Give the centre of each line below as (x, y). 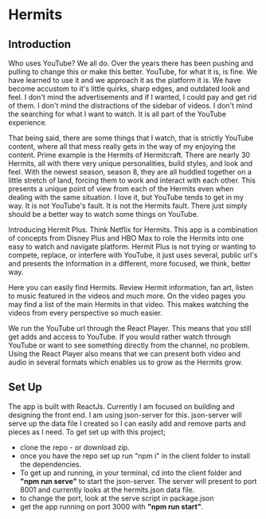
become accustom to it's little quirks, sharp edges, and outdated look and (129, 88)
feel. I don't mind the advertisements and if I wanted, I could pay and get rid (133, 97)
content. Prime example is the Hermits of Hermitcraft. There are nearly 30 (129, 155)
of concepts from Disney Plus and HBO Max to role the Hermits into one (126, 238)
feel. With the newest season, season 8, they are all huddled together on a (130, 172)
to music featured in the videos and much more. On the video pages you (127, 296)
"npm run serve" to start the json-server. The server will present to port (138, 481)
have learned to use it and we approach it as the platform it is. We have (125, 80)
